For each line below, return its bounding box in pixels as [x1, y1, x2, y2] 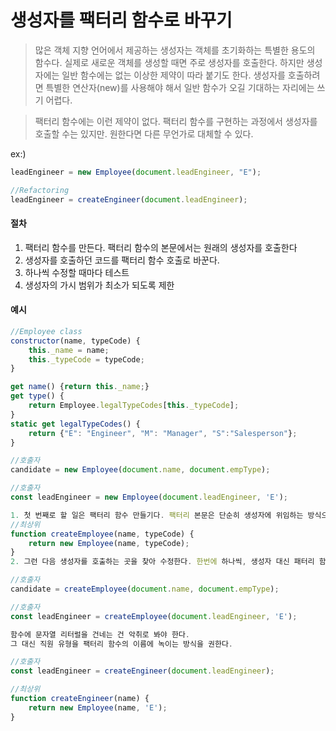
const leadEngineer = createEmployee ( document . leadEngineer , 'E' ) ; [10, 611, 298, 621]
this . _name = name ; [28, 345, 110, 355]
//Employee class [10, 326, 83, 336]
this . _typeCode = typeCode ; [28, 354, 145, 365]
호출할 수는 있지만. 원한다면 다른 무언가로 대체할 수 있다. [34, 127, 254, 140]
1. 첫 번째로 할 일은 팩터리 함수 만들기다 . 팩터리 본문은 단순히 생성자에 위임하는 [10, 510, 304, 520]
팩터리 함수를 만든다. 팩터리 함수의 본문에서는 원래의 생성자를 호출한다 [24, 241, 298, 253]
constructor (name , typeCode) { [10, 336, 141, 346]
